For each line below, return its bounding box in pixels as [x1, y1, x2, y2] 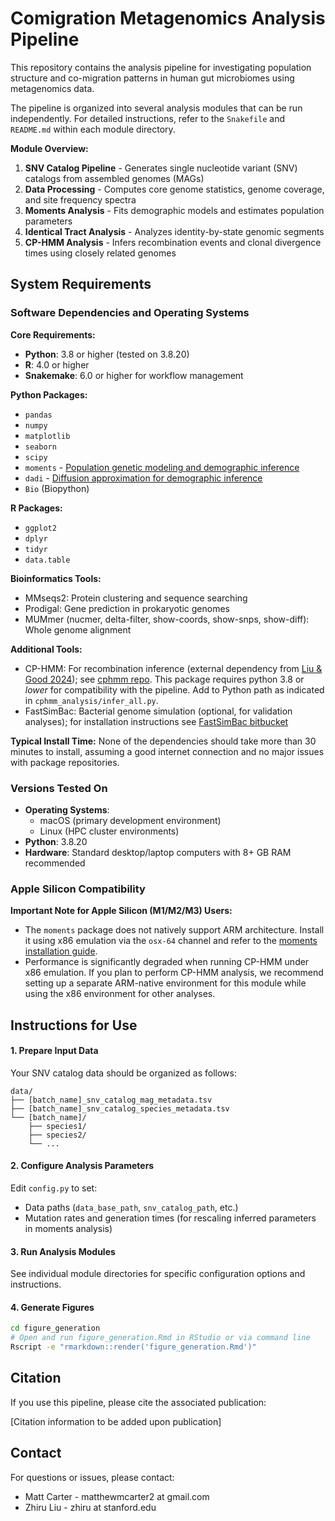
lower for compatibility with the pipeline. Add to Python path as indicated [24, 683, 325, 696]
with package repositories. [10, 756, 120, 768]
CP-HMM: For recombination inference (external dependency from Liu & [24, 662, 323, 674]
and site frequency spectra [24, 193, 137, 206]
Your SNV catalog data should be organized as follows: [10, 1067, 237, 1079]
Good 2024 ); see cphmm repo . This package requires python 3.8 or [24, 673, 305, 685]
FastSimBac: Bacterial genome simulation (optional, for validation [24, 705, 293, 717]
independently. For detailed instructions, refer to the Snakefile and [10, 112, 286, 124]
